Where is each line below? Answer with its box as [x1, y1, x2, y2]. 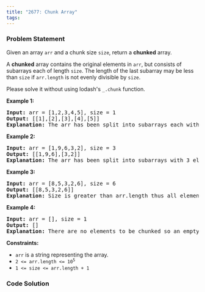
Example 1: [6, 97, 35, 104]
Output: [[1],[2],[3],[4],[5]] [6, 115, 100, 122]
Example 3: [6, 168, 35, 175]
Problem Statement [6, 35, 65, 43]
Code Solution [6, 279, 50, 288]
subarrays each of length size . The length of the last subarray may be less [6, 67, 194, 74]
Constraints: [6, 239, 39, 246]
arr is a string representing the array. [15, 251, 109, 258]
